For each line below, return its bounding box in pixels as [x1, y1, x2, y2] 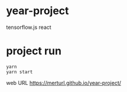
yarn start [6, 69, 33, 75]
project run [6, 44, 62, 58]
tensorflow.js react [6, 24, 51, 31]
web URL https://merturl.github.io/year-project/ [6, 79, 122, 86]
